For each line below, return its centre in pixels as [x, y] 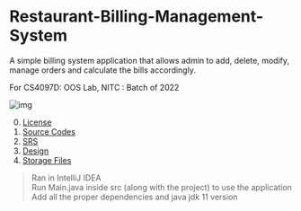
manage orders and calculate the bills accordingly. [102, 70]
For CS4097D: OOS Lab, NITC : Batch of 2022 [94, 87]
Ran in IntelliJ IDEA [66, 178]
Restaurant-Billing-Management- [137, 17]
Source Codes [49, 131]
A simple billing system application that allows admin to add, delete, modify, [150, 60]
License [37, 122]
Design [35, 151]
